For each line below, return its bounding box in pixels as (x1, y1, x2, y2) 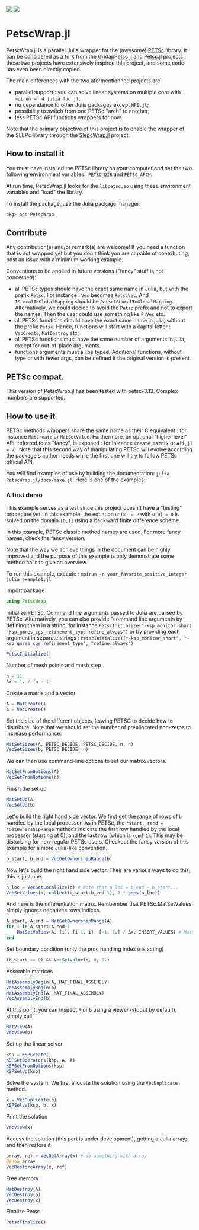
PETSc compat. (6, 372, 65, 382)
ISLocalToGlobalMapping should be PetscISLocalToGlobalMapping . (14, 298, 174, 305)
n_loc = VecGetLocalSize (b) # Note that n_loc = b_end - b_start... (6, 884, 179, 890)
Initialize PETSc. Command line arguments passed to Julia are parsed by (6, 609, 183, 616)
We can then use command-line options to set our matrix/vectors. (6, 758, 167, 765)
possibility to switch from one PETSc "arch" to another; (14, 107, 150, 114)
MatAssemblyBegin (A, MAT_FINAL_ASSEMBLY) (6, 979, 110, 985)
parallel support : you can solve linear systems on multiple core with (14, 88, 181, 95)
